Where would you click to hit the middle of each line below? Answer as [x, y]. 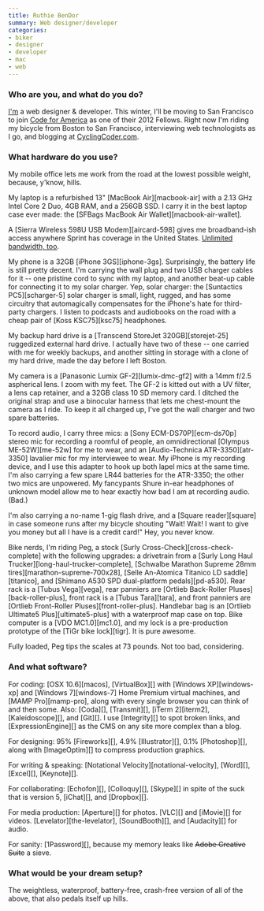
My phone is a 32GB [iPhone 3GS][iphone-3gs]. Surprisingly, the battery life [132, 262]
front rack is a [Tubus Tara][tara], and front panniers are [160, 598]
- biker [21, 37]
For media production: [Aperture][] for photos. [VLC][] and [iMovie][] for [125, 812]
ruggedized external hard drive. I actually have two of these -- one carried [129, 344]
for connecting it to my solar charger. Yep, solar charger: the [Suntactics [125, 287]
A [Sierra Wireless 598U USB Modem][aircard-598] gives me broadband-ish [132, 230]
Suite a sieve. [30, 853]
